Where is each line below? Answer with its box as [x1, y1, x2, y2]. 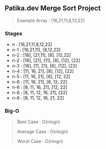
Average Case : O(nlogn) [17, 128, 68, 135]
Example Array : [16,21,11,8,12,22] [17, 17, 85, 23]
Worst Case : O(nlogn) [17, 138, 63, 144]
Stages [5, 30, 23, 37]
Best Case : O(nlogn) [17, 119, 61, 125]
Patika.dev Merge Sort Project [5, 4, 101, 13]
